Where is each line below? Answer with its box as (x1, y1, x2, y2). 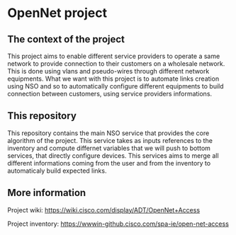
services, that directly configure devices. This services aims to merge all (7, 151, 219, 160)
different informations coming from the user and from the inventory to (7, 159, 211, 167)
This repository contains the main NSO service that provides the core (7, 129, 210, 137)
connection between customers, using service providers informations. (7, 90, 213, 98)
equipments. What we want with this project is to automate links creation (7, 74, 220, 83)
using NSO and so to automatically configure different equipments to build (7, 82, 225, 90)
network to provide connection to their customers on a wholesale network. (7, 59, 225, 68)
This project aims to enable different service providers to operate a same (7, 52, 220, 60)
